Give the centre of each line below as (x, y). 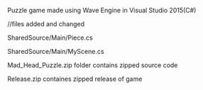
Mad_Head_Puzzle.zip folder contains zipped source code (93, 65)
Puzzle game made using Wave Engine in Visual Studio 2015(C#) (102, 10)
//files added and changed (46, 24)
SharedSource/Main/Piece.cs (50, 38)
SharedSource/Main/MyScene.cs (56, 51)
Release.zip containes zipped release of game (75, 79)
